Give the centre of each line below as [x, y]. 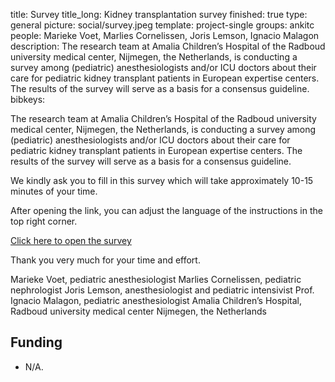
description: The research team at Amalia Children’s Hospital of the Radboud [168, 46]
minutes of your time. [54, 191]
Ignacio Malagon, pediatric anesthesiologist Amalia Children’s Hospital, [156, 300]
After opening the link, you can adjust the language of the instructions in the [166, 210]
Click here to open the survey [71, 240]
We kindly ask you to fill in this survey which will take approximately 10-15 [162, 180]
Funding [36, 342]
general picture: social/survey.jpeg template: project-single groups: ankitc [162, 25]
